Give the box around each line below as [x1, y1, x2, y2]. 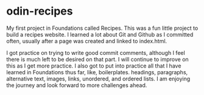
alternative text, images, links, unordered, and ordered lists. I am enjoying [6, 75, 191, 82]
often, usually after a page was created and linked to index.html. [6, 37, 167, 44]
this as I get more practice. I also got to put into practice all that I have [6, 62, 181, 69]
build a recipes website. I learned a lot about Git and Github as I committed [6, 30, 194, 38]
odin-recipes [6, 4, 73, 18]
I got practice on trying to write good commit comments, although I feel [6, 49, 186, 56]
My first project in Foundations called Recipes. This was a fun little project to [6, 24, 199, 32]
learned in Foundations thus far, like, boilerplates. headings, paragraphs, [6, 68, 188, 76]
